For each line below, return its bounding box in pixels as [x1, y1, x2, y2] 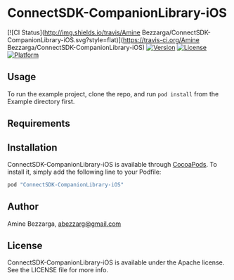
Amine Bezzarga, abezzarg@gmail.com [7, 219, 122, 228]
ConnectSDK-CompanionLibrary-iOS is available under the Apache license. [7, 258, 225, 267]
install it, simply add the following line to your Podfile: [7, 167, 162, 176]
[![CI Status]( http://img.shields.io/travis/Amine [7, 28, 141, 37]
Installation [7, 141, 58, 153]
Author [7, 201, 39, 212]
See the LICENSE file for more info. [7, 266, 109, 274]
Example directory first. [7, 97, 75, 106]
